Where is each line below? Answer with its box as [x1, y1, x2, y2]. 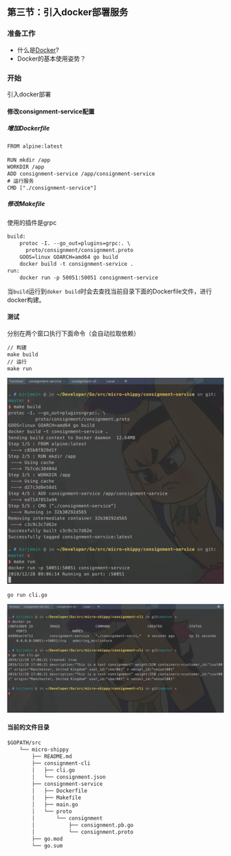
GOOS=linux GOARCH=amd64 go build [19, 254, 118, 260]
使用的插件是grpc [7, 218, 57, 227]
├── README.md [32, 753, 72, 761]
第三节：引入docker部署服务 [7, 6, 129, 19]
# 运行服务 [7, 177, 34, 184]
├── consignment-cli [32, 760, 91, 767]
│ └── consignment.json [32, 774, 107, 781]
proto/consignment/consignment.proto [25, 247, 134, 254]
